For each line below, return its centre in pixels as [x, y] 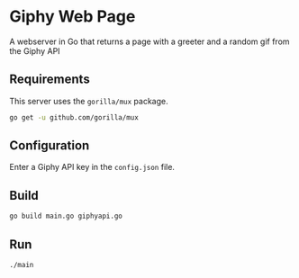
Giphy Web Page [72, 17]
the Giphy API [35, 50]
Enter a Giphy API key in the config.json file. [92, 167]
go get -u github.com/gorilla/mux [74, 117]
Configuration [50, 146]
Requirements [50, 80]
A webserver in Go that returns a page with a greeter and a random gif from [149, 41]
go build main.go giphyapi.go [66, 216]
